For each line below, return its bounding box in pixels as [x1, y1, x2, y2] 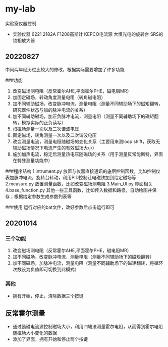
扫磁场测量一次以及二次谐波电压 [12, 126, 79, 132]
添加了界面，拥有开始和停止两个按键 [12, 336, 88, 342]
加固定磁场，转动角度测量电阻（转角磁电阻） [12, 94, 106, 100]
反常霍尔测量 [5, 309, 45, 318]
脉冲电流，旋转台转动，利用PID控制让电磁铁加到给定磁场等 [14, 174, 136, 180]
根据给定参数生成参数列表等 [14, 193, 72, 200]
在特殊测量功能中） [12, 157, 53, 163]
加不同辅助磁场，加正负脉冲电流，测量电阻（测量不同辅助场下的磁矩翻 [12, 113, 159, 119]
